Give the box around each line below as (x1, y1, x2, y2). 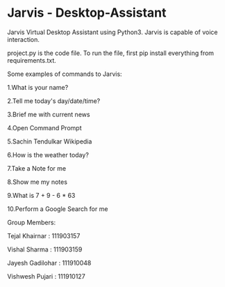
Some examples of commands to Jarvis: (7, 70, 123, 78)
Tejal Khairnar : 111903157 (7, 231, 81, 240)
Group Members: (7, 218, 56, 226)
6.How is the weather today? (7, 150, 89, 159)
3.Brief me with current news (7, 110, 90, 118)
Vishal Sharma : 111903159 (7, 245, 83, 254)
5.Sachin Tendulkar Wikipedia (7, 137, 92, 146)
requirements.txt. (7, 56, 57, 64)
